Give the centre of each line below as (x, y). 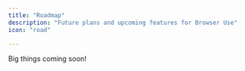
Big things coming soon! (47, 59)
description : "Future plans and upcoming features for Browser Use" (123, 23)
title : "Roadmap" (37, 15)
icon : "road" (30, 30)
